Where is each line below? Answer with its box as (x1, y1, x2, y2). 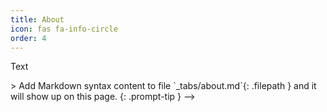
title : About (10, 14, 65, 25)
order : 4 (10, 33, 47, 43)
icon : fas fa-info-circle (10, 24, 118, 34)
